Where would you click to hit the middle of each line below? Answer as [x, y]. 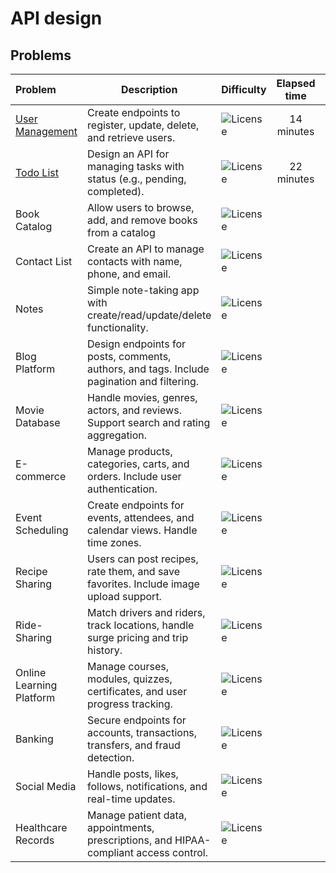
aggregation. [117, 435]
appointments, [121, 827]
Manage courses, [128, 666]
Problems [41, 55]
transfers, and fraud [134, 745]
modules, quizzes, [130, 679]
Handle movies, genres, [142, 397]
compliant [111, 852]
